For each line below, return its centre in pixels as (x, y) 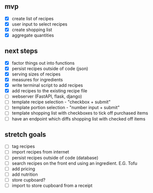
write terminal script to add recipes (47, 85)
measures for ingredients (37, 80)
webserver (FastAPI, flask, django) (47, 96)
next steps (21, 51)
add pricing (23, 169)
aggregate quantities (33, 35)
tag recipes (23, 147)
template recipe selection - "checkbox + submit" (61, 102)
